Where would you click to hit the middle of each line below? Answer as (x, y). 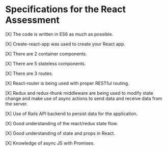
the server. (17, 104)
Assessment (32, 20)
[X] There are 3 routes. (29, 73)
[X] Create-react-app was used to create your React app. (65, 44)
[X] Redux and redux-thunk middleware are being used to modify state (79, 93)
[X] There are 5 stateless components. (46, 63)
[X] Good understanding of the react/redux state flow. (62, 123)
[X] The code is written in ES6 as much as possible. (59, 34)
